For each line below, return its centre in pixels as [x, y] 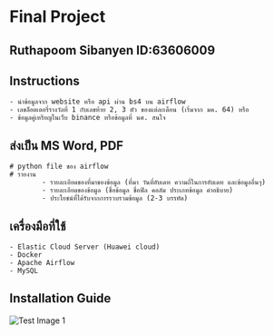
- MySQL [24, 271]
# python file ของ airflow [59, 167]
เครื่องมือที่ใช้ [38, 226]
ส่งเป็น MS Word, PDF [67, 146]
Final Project [58, 17]
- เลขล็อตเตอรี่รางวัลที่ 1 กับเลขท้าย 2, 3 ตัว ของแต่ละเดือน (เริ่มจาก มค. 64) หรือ [129, 110]
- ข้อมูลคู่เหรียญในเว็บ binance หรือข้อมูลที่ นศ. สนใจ [88, 118]
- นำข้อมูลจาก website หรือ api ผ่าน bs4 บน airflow [98, 102]
